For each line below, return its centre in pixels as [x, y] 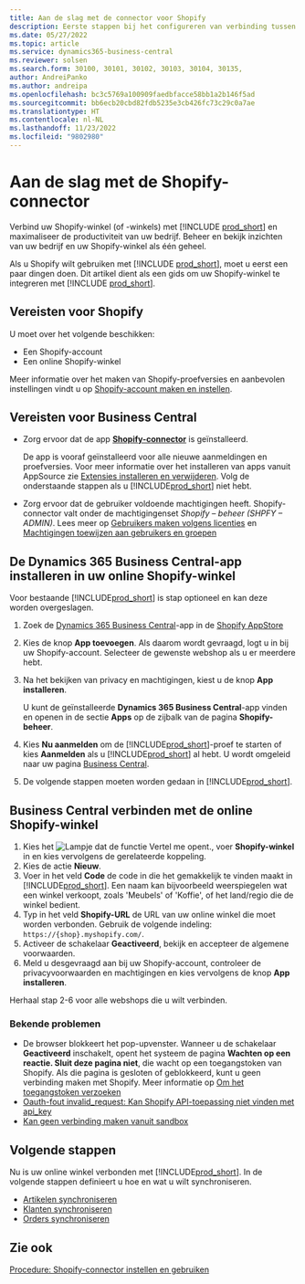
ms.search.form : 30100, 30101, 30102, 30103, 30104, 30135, [126, 69]
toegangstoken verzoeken [72, 1092]
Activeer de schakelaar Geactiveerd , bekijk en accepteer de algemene [156, 944]
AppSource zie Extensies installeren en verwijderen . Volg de [136, 477]
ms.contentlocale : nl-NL [57, 120]
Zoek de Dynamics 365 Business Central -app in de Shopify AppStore [153, 626]
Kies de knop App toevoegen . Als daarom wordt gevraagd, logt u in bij [156, 643]
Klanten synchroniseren [67, 1209]
